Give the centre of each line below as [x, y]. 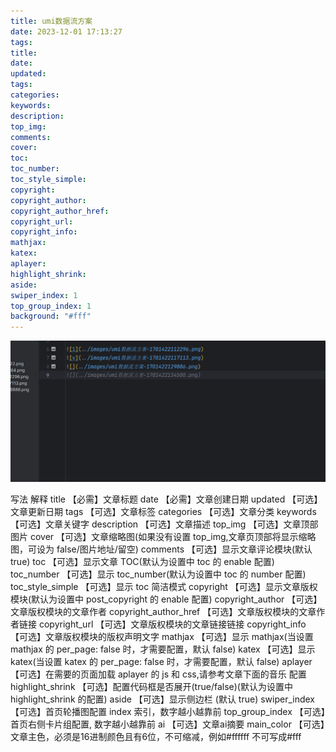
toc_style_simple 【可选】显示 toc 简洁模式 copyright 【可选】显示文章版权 [164, 587]
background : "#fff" [51, 316]
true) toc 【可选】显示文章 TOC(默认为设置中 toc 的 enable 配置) [142, 562]
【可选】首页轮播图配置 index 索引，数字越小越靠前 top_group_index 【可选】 [168, 712]
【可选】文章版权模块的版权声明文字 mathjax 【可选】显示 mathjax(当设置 [162, 637]
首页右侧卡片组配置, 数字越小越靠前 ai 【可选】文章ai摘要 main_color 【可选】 [167, 724]
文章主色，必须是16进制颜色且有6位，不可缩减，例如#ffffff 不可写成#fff [156, 737]
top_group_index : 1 [51, 306]
